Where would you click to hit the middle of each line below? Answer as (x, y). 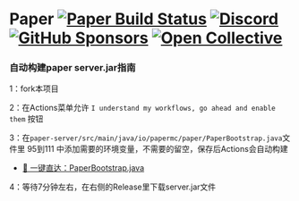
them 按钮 (26, 119)
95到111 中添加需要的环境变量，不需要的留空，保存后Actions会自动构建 (157, 149)
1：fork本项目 (34, 88)
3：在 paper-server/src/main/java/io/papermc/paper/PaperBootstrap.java (146, 138)
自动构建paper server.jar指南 (73, 68)
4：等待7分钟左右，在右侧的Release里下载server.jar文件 (113, 187)
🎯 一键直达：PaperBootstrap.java (83, 168)
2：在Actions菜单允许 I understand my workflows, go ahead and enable (142, 108)
